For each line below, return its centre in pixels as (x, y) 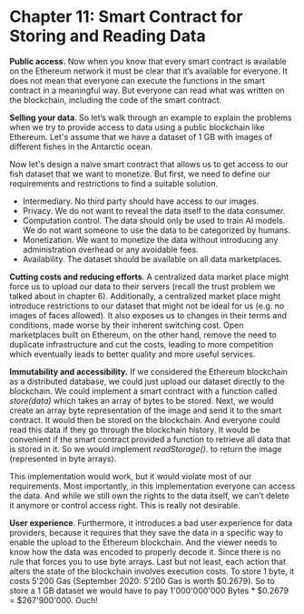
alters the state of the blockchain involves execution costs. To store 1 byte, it (152, 571)
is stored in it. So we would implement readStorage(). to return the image (146, 448)
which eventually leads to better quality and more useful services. (132, 354)
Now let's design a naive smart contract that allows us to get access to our (149, 164)
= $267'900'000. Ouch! (54, 600)
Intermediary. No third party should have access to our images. (141, 201)
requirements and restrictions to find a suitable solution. (114, 183)
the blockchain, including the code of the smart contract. (116, 100)
